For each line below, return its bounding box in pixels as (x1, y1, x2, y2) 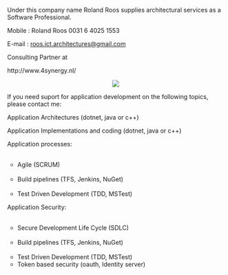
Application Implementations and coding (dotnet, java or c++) (7, 126, 182, 135)
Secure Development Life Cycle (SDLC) (17, 223, 129, 232)
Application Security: (7, 203, 67, 211)
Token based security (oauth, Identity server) (17, 261, 146, 268)
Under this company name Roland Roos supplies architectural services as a (7, 6, 222, 14)
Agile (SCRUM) (17, 161, 61, 168)
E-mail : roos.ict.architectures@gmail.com (7, 40, 126, 47)
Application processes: (7, 140, 72, 148)
